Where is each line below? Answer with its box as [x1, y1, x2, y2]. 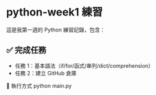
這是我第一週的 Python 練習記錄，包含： [6, 26, 106, 33]
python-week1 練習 [6, 5, 103, 19]
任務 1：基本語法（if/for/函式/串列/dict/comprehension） [14, 62, 154, 69]
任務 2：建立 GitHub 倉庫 [14, 69, 77, 77]
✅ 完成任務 [6, 45, 47, 55]
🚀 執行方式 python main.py [6, 82, 72, 89]
